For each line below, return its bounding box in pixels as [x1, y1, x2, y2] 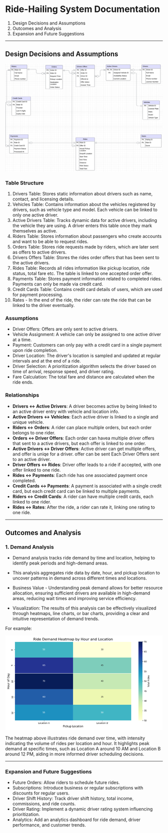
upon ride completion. [12, 347, 58, 353]
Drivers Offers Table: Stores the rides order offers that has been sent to [12, 254, 159, 260]
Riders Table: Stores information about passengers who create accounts [12, 233, 162, 239]
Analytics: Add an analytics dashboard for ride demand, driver [12, 816, 141, 823]
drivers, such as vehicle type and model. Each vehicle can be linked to [12, 206, 157, 213]
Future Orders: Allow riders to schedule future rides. [12, 779, 120, 785]
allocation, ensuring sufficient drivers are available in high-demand [12, 590, 150, 596]
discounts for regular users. [12, 790, 70, 796]
